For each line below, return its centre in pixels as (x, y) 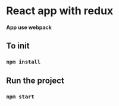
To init (18, 46)
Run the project (35, 80)
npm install (24, 62)
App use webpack (29, 27)
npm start (20, 97)
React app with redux (60, 11)
